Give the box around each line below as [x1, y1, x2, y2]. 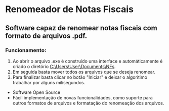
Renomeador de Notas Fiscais [5, 4, 134, 15]
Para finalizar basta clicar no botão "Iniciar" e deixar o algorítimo [12, 74, 148, 80]
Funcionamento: [5, 46, 47, 53]
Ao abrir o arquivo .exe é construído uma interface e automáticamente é [12, 58, 163, 64]
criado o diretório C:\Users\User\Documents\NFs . [12, 63, 116, 69]
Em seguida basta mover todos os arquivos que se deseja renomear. [12, 69, 156, 75]
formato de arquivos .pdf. [5, 31, 88, 40]
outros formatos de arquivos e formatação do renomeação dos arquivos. [12, 100, 164, 106]
